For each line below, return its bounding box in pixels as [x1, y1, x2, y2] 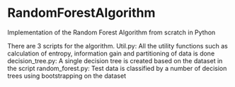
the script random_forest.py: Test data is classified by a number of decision [7, 64, 227, 72]
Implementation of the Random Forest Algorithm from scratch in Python [7, 28, 216, 36]
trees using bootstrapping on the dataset [7, 72, 126, 80]
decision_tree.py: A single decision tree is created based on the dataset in [7, 56, 223, 65]
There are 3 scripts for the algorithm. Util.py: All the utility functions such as [7, 41, 228, 50]
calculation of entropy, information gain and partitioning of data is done [7, 49, 215, 58]
